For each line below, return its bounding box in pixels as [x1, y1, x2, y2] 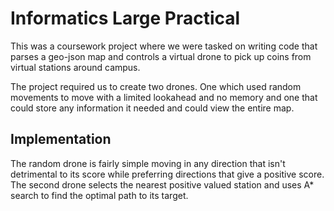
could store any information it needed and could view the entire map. [10, 102, 295, 114]
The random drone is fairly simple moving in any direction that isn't [10, 157, 286, 169]
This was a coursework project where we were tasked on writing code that [10, 40, 318, 52]
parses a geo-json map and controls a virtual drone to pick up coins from [10, 50, 312, 62]
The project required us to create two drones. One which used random [10, 80, 302, 92]
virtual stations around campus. [10, 61, 141, 73]
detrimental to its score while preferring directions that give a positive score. [10, 168, 325, 180]
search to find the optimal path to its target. [10, 189, 189, 201]
